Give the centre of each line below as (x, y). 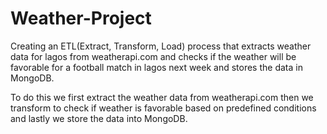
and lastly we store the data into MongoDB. (99, 118)
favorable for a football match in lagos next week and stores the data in (156, 67)
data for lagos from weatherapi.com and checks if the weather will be (153, 56)
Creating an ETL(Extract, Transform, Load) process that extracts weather (161, 46)
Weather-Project (81, 18)
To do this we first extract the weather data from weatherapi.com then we (162, 97)
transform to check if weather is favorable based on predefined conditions (163, 108)
